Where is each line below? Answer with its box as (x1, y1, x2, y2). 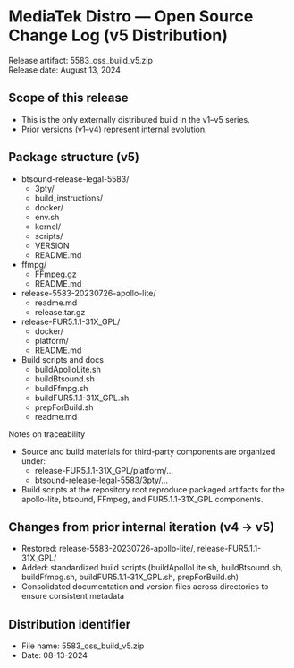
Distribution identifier (8, 616, 131, 632)
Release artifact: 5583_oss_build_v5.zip (8, 55, 154, 65)
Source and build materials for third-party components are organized (21, 446, 276, 457)
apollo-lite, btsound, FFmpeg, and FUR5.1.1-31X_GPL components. (21, 493, 264, 504)
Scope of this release (8, 90, 129, 106)
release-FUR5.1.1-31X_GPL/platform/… (34, 465, 173, 475)
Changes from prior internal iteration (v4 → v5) (8, 519, 274, 535)
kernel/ (34, 221, 62, 232)
